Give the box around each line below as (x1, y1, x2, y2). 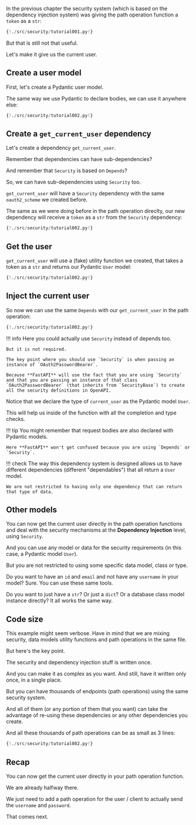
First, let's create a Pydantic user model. (6, 83, 104, 91)
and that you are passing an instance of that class (6, 377, 138, 383)
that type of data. (6, 489, 54, 495)
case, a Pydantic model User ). (6, 550, 78, 557)
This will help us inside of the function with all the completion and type (6, 409, 177, 416)
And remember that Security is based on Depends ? (6, 167, 127, 174)
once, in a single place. (6, 676, 62, 684)
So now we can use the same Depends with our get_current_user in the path (6, 306, 189, 313)
